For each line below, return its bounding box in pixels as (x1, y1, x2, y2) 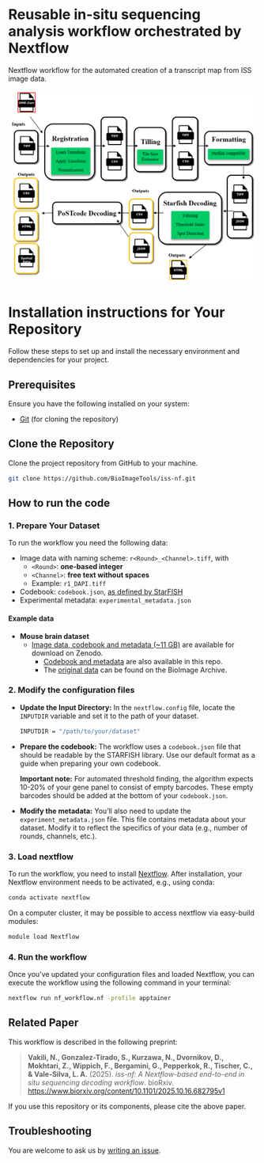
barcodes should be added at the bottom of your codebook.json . (19, 790, 228, 800)
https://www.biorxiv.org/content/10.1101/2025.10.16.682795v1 (27, 1086, 225, 1096)
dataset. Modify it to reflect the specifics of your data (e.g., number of (19, 823, 248, 832)
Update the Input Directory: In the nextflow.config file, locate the (19, 702, 236, 712)
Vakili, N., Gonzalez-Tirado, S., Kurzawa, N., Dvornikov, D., (27, 1052, 224, 1062)
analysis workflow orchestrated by (8, 22, 242, 40)
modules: (8, 916, 39, 925)
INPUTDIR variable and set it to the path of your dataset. (19, 711, 199, 720)
